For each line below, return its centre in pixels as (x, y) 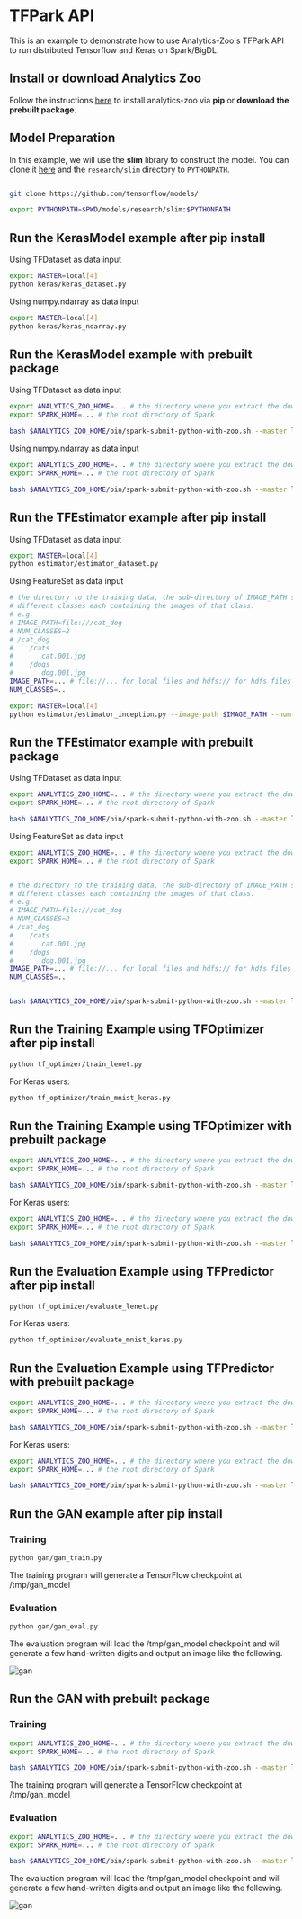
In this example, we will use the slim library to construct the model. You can (149, 159)
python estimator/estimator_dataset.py (84, 564)
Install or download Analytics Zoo (106, 79)
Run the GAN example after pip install (116, 1514)
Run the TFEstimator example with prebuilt (131, 742)
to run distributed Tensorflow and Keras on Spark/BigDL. (114, 49)
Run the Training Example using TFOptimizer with (151, 1126)
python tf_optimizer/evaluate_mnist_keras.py (96, 1340)
